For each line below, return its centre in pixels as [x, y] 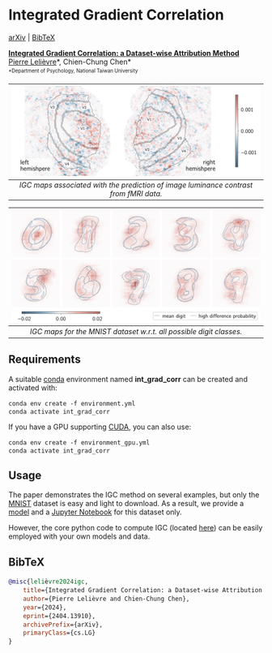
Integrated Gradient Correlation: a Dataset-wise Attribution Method [124, 53]
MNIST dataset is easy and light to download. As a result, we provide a [126, 504]
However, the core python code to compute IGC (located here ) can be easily [136, 528]
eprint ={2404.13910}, [59, 616]
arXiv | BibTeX [32, 37]
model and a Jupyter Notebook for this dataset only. [95, 512]
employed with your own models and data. [79, 536]
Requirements [45, 360]
